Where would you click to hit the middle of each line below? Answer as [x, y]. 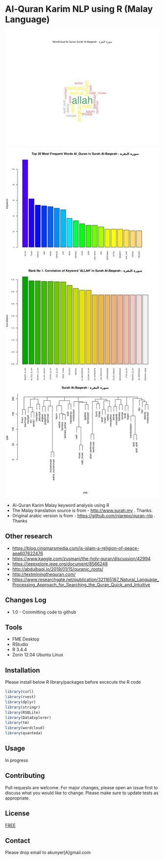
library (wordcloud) [25, 728]
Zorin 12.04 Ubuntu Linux [38, 655]
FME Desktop [26, 639]
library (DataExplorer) [28, 718]
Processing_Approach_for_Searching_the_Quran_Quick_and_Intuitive [81, 584]
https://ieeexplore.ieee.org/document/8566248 [60, 564]
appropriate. [18, 798]
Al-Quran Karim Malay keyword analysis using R [60, 505]
